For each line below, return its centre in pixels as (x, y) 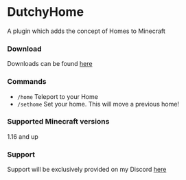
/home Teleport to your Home (57, 96)
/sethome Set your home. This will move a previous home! (98, 104)
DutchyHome (46, 12)
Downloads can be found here (50, 64)
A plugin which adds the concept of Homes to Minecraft (86, 31)
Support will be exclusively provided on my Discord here (87, 170)
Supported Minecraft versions (58, 122)
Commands (27, 82)
